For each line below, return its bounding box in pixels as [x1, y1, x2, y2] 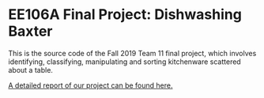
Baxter [8, 22, 53, 40]
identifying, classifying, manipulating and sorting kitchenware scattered [8, 57, 241, 66]
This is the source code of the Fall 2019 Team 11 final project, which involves [8, 48, 257, 58]
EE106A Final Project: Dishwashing [8, 6, 243, 24]
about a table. [8, 65, 54, 74]
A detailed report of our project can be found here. [8, 81, 173, 90]
